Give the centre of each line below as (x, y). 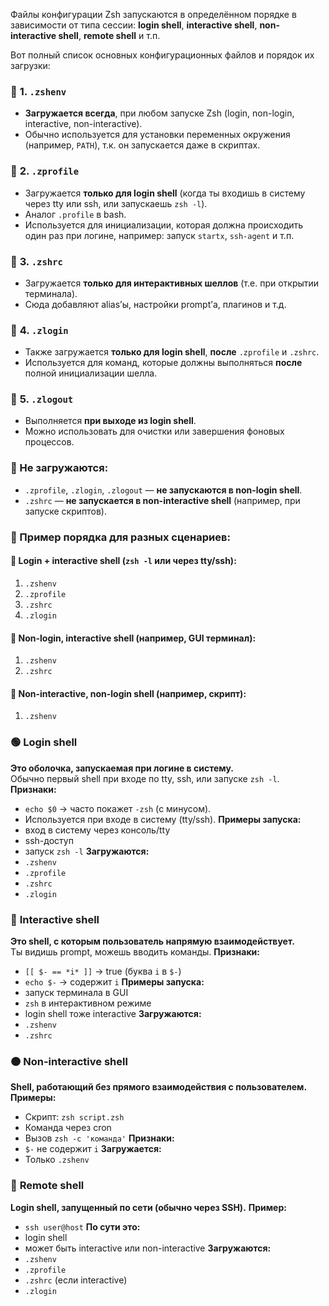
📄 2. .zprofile (45, 171)
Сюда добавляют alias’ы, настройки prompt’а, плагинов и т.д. (155, 304)
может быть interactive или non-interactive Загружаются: (148, 1248)
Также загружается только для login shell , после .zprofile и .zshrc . (172, 352)
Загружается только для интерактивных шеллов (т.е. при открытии (172, 283)
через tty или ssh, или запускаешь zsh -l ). (116, 203)
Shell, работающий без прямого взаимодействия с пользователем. (159, 1087)
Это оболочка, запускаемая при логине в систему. (122, 768)
